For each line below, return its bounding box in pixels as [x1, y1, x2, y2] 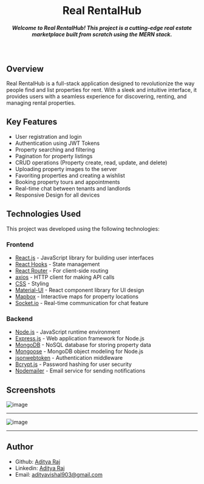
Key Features [6, 117, 58, 127]
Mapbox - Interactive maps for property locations [15, 293, 139, 300]
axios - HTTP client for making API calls [15, 273, 115, 281]
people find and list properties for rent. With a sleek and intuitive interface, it [6, 86, 197, 93]
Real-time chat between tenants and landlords [15, 184, 131, 192]
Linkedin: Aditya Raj [15, 464, 65, 472]
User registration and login [15, 133, 82, 140]
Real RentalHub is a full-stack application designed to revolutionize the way [6, 80, 195, 87]
